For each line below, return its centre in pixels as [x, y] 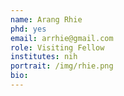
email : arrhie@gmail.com [62, 38]
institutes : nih [44, 57]
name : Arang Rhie [46, 19]
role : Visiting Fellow [57, 47]
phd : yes [28, 29]
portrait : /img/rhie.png [62, 66]
